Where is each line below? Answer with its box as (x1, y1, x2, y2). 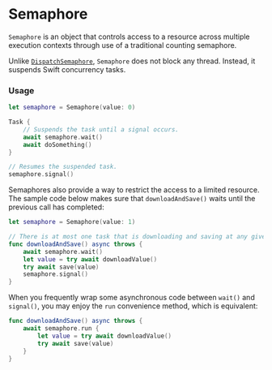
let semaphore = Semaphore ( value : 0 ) (8, 103, 136, 112)
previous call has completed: (8, 202, 104, 212)
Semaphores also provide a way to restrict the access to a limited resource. (8, 185, 260, 195)
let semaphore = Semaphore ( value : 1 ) (8, 218, 136, 226)
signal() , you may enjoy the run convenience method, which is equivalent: (8, 301, 258, 311)
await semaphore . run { (23, 325, 100, 333)
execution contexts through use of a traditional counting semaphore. (8, 40, 237, 49)
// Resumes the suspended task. (8, 163, 117, 171)
